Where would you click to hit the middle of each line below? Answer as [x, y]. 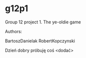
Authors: [14, 31]
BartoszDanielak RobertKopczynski [40, 41]
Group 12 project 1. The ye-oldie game [43, 22]
